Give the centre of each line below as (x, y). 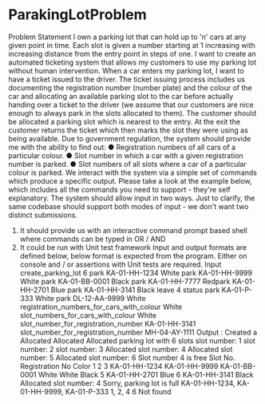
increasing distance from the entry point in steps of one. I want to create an (132, 53)
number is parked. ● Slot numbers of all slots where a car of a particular (127, 164)
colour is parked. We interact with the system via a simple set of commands (133, 172)
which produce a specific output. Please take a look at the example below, (131, 180)
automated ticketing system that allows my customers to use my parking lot (132, 62)
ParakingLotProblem (78, 15)
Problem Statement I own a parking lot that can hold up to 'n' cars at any (127, 37)
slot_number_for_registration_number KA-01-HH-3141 (108, 323)
